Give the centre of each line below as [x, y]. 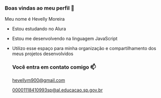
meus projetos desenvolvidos [43, 54]
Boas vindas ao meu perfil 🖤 [40, 8]
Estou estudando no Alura [39, 29]
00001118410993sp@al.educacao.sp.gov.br [57, 90]
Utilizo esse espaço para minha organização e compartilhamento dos [84, 48]
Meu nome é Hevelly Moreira [35, 19]
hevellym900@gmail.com [38, 80]
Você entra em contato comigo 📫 [54, 67]
